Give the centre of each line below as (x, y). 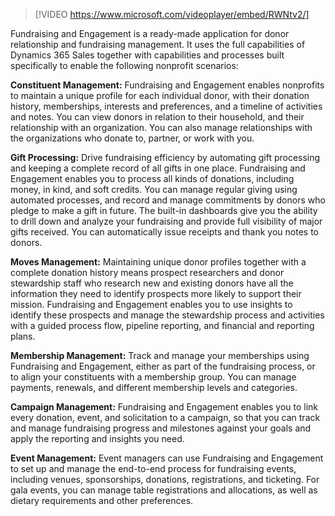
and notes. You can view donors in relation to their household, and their (157, 117)
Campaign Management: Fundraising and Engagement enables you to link (164, 407)
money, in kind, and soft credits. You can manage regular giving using (154, 189)
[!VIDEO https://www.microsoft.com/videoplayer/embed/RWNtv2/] (172, 14)
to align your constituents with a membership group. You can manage (153, 377)
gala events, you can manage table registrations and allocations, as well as (164, 490)
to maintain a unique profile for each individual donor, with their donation (160, 95)
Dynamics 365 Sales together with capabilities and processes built (147, 55)
